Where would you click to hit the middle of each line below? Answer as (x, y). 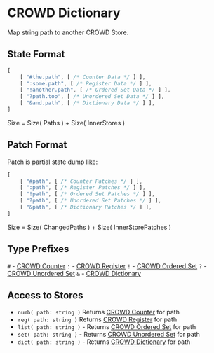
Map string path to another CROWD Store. (68, 32)
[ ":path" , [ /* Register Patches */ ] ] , (83, 188)
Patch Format (37, 145)
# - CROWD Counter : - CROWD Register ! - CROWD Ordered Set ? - (107, 266)
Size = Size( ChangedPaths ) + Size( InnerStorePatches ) (89, 227)
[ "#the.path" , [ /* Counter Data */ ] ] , (83, 77)
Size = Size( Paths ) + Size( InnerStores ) (66, 123)
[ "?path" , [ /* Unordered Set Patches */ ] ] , (91, 201)
